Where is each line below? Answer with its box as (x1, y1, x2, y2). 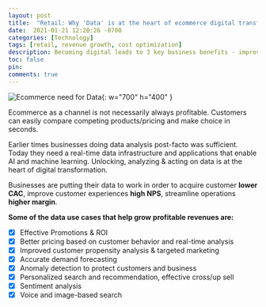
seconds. (8, 124, 39, 134)
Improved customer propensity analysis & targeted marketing (19, 245, 220, 255)
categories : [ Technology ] (8, 33, 93, 42)
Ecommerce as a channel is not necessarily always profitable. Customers (8, 108, 247, 117)
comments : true (8, 70, 59, 78)
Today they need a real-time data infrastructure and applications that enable (8, 148, 257, 157)
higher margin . (8, 197, 58, 207)
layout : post (8, 11, 51, 20)
